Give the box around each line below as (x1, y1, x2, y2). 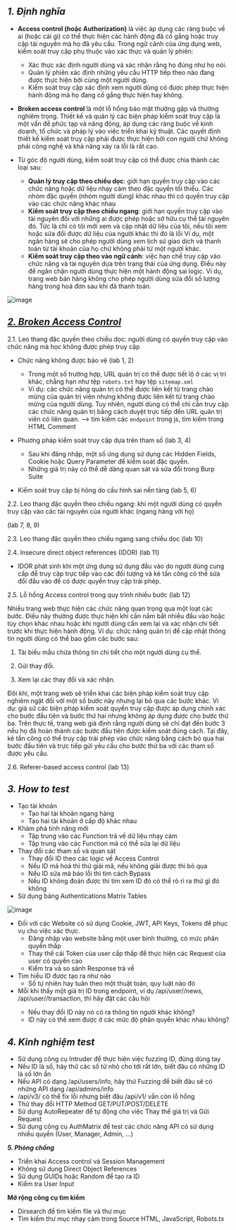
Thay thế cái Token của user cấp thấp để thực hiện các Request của (27, 950, 226, 958)
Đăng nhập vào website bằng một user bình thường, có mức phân (27, 934, 219, 942)
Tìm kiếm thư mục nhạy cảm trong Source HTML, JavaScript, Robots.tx (17, 1214, 225, 1223)
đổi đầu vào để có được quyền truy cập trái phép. (17, 576, 161, 585)
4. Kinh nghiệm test (7, 1036, 95, 1048)
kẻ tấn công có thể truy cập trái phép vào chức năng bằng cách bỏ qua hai (7, 734, 225, 743)
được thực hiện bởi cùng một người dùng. (27, 76, 149, 84)
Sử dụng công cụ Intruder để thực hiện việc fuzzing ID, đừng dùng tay (17, 1055, 221, 1063)
